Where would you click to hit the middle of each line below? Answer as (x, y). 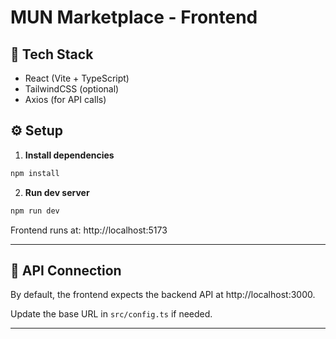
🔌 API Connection (66, 270)
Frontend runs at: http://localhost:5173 (89, 230)
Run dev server (57, 192)
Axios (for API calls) (65, 99)
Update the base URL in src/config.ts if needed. (111, 314)
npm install (35, 173)
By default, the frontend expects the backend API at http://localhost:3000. (163, 295)
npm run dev (35, 211)
